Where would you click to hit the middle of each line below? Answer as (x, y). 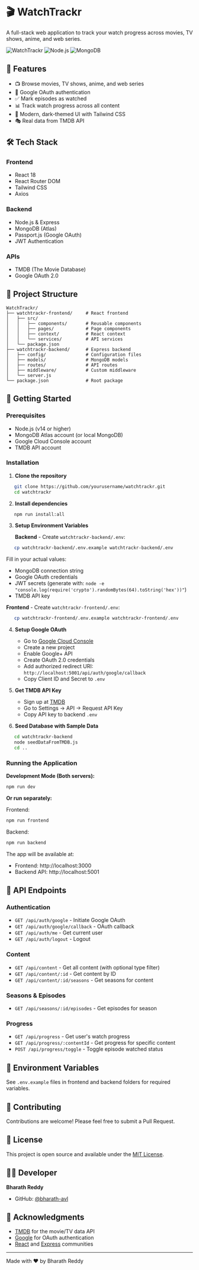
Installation (23, 462)
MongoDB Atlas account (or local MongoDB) (69, 435)
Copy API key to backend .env (60, 714)
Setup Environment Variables (52, 525)
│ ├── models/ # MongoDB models (67, 360)
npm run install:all (39, 514)
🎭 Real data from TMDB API (49, 120)
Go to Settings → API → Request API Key (73, 708)
